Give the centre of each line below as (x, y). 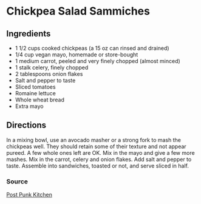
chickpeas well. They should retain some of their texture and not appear (96, 146)
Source (17, 182)
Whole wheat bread (40, 100)
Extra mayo (29, 106)
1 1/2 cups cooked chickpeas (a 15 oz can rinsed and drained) (92, 48)
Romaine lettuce (36, 93)
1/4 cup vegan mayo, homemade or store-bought (77, 55)
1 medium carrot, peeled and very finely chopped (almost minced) (97, 61)
